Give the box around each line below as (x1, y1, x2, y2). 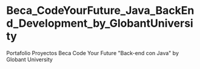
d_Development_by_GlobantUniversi (6, 16, 194, 30)
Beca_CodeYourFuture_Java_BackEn (6, 4, 195, 18)
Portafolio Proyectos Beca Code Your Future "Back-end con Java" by (6, 49, 179, 56)
